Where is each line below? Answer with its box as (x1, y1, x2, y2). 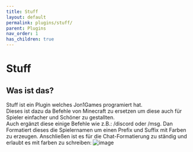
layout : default (6, 14, 46, 20)
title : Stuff (6, 8, 38, 15)
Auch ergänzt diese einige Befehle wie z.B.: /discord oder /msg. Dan (6, 120, 173, 127)
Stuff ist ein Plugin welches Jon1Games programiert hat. (6, 102, 143, 108)
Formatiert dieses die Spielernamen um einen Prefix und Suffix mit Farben (6, 126, 186, 134)
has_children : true (6, 36, 54, 42)
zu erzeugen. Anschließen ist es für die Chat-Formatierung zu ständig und (6, 133, 188, 140)
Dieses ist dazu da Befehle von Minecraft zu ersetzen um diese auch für (6, 107, 182, 115)
